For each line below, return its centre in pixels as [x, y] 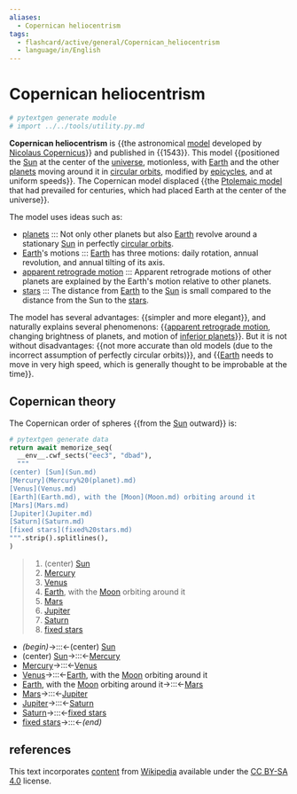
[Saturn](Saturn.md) [47, 522]
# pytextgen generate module [63, 118]
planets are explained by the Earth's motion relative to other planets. [147, 281]
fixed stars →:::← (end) [62, 722]
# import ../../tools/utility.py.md [77, 126]
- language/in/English [59, 51]
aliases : [25, 17]
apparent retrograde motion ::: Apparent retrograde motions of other [147, 271]
